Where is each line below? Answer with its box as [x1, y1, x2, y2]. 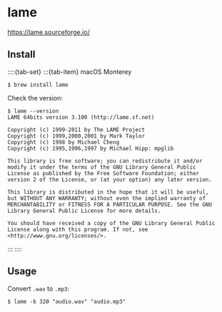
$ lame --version [7, 108, 59, 115]
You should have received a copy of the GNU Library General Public [7, 219, 216, 227]
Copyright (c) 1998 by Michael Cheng [7, 138, 120, 146]
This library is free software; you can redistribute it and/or [7, 157, 203, 165]
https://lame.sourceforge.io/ [7, 28, 91, 36]
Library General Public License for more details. [7, 207, 161, 214]
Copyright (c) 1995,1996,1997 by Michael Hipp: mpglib [7, 145, 174, 152]
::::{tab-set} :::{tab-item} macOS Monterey [7, 67, 132, 76]
